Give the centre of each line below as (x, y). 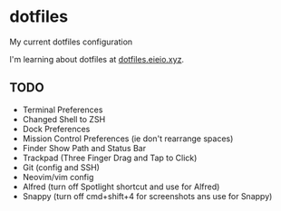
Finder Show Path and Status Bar (84, 148)
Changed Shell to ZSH (64, 119)
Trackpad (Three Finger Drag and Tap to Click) (110, 158)
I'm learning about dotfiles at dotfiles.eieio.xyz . (97, 59)
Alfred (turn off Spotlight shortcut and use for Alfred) (121, 187)
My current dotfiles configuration (71, 42)
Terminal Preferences (63, 110)
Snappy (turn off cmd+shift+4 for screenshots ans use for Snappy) (147, 196)
